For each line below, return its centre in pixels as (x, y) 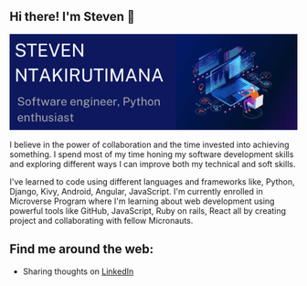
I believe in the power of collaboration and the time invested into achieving (149, 144)
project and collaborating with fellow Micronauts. (101, 220)
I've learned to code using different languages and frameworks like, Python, (152, 181)
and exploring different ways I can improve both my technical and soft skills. (153, 164)
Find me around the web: (82, 249)
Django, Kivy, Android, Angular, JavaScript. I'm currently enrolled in (136, 191)
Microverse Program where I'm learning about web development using (142, 201)
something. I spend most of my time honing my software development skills (152, 154)
